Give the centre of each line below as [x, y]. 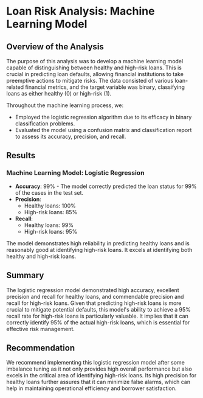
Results [21, 155]
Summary [25, 275]
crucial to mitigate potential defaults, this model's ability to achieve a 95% [99, 309]
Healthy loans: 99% [49, 225]
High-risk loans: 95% [51, 231]
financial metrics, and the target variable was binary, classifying [105, 87]
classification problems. [45, 124]
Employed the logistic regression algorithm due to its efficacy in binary [103, 117]
